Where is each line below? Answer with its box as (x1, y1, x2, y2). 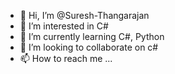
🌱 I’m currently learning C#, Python (19, 31, 165, 42)
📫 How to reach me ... (19, 53, 113, 64)
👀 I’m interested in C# (19, 20, 109, 32)
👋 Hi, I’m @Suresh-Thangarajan (19, 10, 150, 21)
